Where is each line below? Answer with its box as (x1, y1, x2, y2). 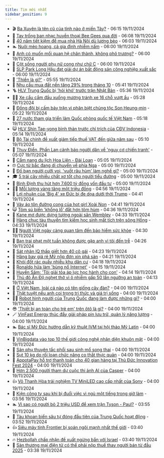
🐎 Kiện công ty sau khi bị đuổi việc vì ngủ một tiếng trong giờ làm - (12, 390, 147, 396)
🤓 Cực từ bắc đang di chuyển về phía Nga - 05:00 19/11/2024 (12, 162, 136, 168)
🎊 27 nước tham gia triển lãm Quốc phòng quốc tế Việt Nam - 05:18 (12, 115, 148, 121)
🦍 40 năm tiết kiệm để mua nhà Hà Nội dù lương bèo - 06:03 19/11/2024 (12, 38, 157, 44)
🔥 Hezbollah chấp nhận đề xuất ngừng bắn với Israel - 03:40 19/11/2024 (12, 436, 158, 442)
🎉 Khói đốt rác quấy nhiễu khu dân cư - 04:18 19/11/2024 (12, 258, 127, 264)
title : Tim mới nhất (5, 7, 47, 12)
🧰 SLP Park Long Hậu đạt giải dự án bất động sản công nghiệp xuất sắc (12, 66, 157, 72)
